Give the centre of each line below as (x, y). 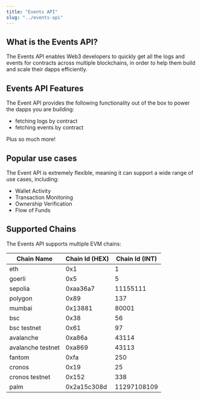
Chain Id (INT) (136, 259)
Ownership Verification (43, 204)
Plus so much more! (31, 139)
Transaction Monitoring (44, 197)
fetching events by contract (49, 128)
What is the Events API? (52, 42)
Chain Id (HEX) (87, 259)
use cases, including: (33, 179)
